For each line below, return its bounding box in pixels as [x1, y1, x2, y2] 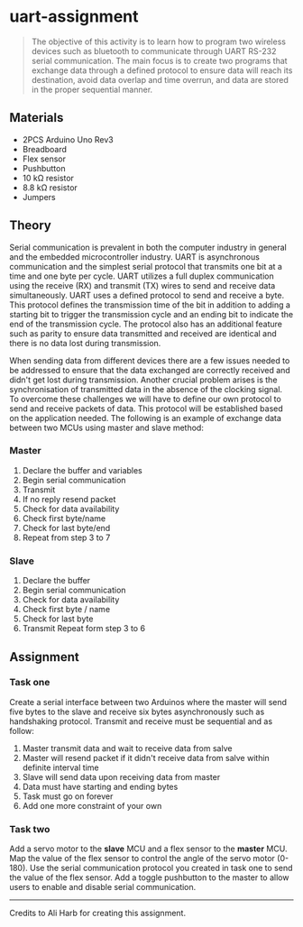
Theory [9, 218, 52, 234]
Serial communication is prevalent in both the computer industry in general [9, 242, 287, 252]
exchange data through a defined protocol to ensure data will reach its [31, 65, 293, 76]
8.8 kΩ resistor [22, 182, 78, 193]
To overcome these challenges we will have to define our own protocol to [9, 393, 281, 404]
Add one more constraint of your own [22, 800, 162, 811]
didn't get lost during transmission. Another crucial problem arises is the [9, 374, 278, 385]
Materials [9, 110, 64, 125]
